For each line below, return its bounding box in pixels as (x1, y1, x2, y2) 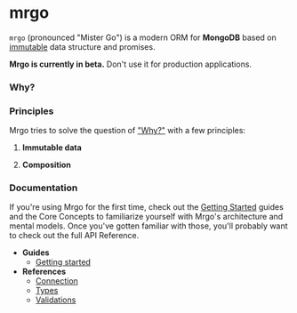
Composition (21, 159, 71, 171)
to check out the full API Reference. (9, 230, 140, 241)
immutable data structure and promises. (9, 41, 156, 52)
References (21, 266, 67, 277)
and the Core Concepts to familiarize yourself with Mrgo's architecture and (9, 212, 284, 222)
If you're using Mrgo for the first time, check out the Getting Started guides (9, 202, 285, 213)
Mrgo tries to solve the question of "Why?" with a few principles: (9, 125, 246, 136)
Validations (35, 294, 76, 305)
